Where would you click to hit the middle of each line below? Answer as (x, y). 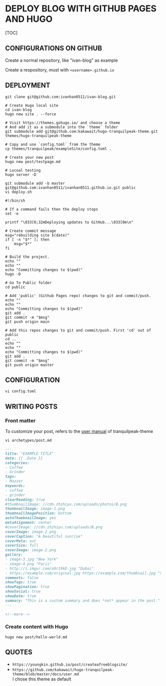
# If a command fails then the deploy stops (52, 209)
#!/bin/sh (15, 201)
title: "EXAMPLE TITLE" (30, 453)
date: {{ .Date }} (24, 458)
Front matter (21, 421)
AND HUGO (29, 19)
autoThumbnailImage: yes (31, 518)
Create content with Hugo (37, 627)
